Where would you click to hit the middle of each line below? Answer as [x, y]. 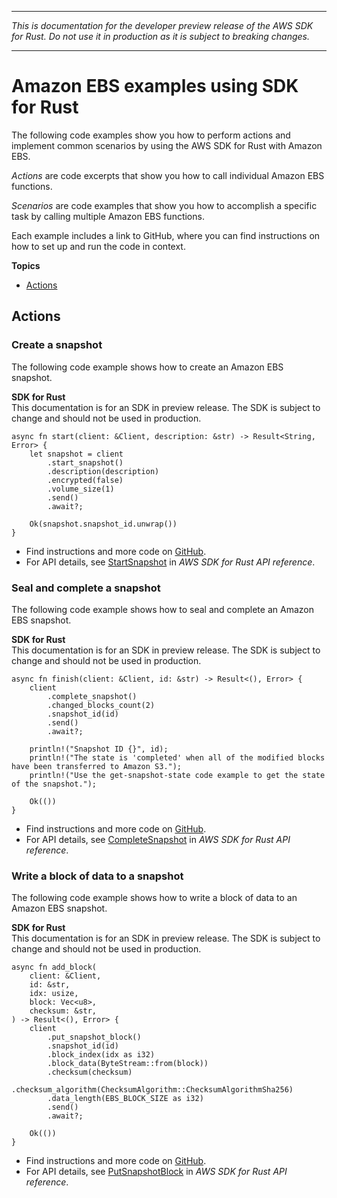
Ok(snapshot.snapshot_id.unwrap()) [103, 524]
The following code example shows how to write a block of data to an [154, 898]
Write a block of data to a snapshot [97, 876]
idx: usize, [54, 994]
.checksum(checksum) [90, 1072]
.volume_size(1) [81, 489]
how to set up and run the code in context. [98, 246]
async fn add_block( [54, 967]
